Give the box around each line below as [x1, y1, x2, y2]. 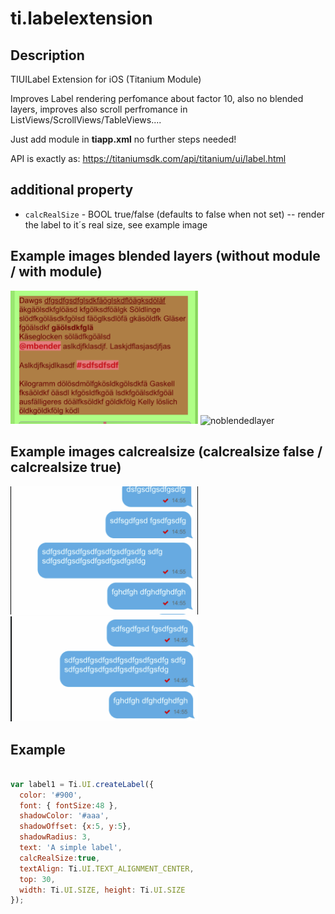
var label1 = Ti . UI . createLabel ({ [10, 779, 155, 789]
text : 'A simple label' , [19, 843, 123, 853]
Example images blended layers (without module [10, 248, 321, 265]
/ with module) [10, 263, 103, 281]
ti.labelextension [10, 7, 153, 30]
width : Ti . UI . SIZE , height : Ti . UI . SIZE [19, 885, 186, 895]
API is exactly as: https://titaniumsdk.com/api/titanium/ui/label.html [10, 153, 287, 164]
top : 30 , [19, 874, 56, 884]
